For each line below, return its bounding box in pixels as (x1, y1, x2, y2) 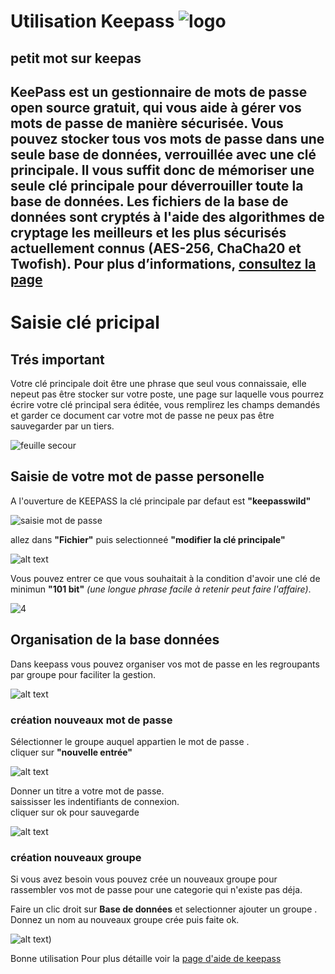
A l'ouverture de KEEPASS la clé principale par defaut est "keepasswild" (10, 495, 312, 507)
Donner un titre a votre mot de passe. (10, 785, 165, 797)
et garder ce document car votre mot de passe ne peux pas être (10, 409, 275, 421)
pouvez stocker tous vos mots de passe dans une (10, 130, 325, 147)
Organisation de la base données (10, 631, 220, 649)
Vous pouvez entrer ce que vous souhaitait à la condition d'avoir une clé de (10, 572, 321, 584)
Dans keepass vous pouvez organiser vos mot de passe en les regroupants (10, 658, 320, 670)
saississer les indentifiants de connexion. (10, 795, 180, 807)
